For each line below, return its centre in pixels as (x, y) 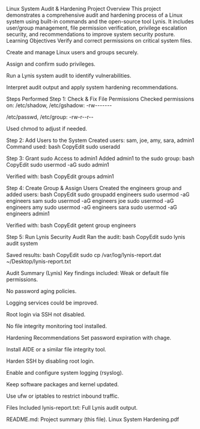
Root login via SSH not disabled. (46, 314)
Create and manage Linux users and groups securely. (73, 52)
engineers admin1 (28, 214)
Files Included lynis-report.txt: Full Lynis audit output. (72, 408)
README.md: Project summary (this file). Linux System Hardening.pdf (93, 419)
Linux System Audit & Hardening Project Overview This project (83, 9)
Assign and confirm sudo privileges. (51, 64)
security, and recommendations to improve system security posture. (91, 34)
